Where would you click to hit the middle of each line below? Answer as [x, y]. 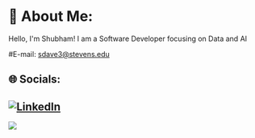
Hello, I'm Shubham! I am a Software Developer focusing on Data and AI [128, 39]
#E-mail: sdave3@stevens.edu [59, 54]
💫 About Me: [51, 16]
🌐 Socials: [35, 79]
